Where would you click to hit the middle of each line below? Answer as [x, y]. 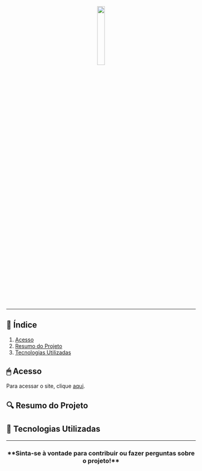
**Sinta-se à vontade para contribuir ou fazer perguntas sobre [101, 453]
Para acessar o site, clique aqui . [46, 386]
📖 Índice [22, 325]
